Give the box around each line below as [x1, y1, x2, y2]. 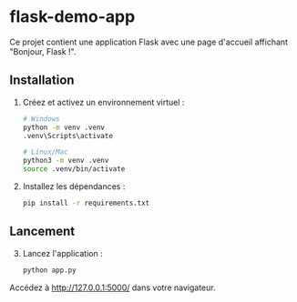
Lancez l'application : [22, 247, 103, 258]
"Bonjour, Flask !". [9, 45, 77, 56]
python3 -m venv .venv [22, 156, 109, 166]
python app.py [22, 266, 77, 275]
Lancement [9, 224, 76, 239]
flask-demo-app [9, 6, 136, 27]
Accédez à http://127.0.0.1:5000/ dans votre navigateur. [9, 282, 216, 293]
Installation [9, 73, 75, 88]
